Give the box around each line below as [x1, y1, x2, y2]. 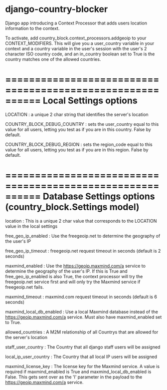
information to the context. [5, 25, 60, 31]
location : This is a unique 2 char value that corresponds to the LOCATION [5, 218, 157, 224]
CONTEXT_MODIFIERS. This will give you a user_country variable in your [5, 40, 155, 46]
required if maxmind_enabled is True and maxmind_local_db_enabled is [5, 369, 152, 375]
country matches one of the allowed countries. [5, 56, 101, 62]
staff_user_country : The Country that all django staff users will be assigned [5, 344, 161, 350]
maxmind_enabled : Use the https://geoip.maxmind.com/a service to [5, 263, 146, 269]
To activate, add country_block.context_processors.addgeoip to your [5, 35, 147, 41]
